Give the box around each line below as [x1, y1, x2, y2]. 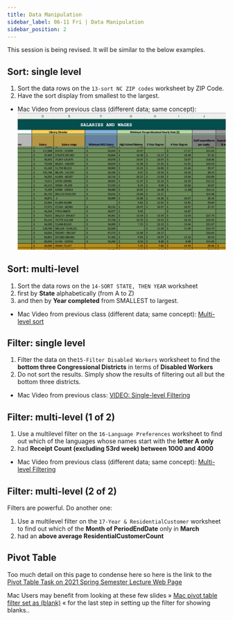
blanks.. [7, 605, 30, 614]
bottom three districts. [17, 378, 81, 386]
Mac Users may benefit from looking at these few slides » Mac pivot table [7, 591, 218, 599]
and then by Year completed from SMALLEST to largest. [17, 296, 179, 304]
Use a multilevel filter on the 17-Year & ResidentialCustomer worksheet [17, 517, 221, 526]
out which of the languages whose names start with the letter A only [17, 437, 214, 445]
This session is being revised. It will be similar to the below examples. [7, 46, 206, 54]
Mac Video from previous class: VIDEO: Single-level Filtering [17, 391, 191, 399]
